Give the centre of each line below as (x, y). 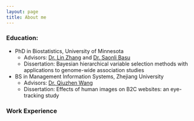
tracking (34, 95)
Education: (22, 38)
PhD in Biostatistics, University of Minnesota (69, 51)
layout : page (22, 12)
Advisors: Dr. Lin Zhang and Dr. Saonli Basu (77, 57)
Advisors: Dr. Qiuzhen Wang (58, 83)
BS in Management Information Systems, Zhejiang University (89, 76)
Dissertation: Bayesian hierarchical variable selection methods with (106, 64)
